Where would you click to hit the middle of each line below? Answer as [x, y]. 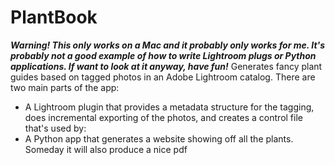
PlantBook [54, 17]
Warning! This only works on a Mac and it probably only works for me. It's [168, 45]
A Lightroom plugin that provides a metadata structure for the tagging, [169, 107]
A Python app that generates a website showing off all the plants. [159, 138]
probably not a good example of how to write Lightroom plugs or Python [163, 55]
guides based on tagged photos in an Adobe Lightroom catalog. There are [163, 77]
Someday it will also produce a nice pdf [106, 149]
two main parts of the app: [65, 87]
